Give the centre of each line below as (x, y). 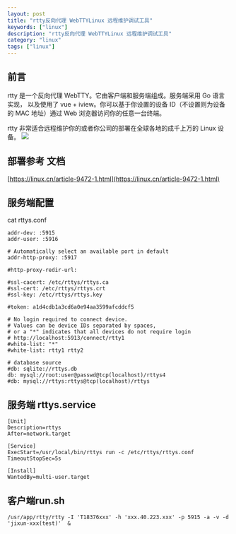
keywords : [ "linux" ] (38, 27)
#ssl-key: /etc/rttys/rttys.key (55, 295)
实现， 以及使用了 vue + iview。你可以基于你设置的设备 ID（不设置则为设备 (117, 104)
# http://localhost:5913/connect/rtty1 (66, 338)
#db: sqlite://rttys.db (42, 369)
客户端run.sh (36, 500)
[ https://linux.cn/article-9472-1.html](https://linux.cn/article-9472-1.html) (114, 179)
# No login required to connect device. (68, 320)
